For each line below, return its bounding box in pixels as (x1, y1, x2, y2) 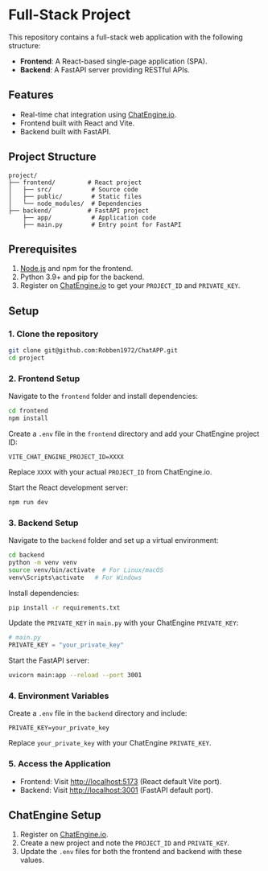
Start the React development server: (8, 483, 129, 492)
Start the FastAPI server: (8, 655, 90, 665)
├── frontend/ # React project (8, 179, 142, 187)
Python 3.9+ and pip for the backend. (19, 272, 145, 282)
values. (19, 855, 44, 865)
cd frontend (8, 407, 48, 415)
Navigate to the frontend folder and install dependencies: (8, 392, 199, 401)
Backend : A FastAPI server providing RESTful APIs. (19, 64, 191, 74)
